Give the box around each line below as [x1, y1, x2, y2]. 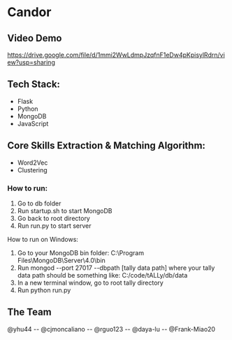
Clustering [17, 165, 48, 174]
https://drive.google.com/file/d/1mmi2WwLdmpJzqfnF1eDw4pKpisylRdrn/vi [7, 50, 225, 59]
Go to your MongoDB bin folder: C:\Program [17, 248, 145, 257]
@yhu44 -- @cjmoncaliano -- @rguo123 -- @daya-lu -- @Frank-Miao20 [7, 325, 215, 333]
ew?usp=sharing [7, 58, 56, 67]
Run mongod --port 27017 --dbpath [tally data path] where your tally [17, 264, 215, 272]
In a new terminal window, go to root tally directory [17, 278, 164, 287]
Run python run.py [17, 285, 71, 294]
